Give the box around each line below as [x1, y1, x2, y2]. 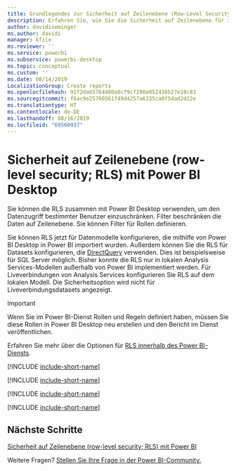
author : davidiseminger [7, 23, 77, 30]
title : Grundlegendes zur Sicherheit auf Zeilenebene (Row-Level [7, 10, 202, 18]
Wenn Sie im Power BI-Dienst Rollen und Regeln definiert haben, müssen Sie [7, 313, 229, 321]
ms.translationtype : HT [7, 102, 77, 109]
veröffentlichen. [7, 328, 53, 336]
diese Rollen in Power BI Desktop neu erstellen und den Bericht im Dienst [7, 321, 219, 329]
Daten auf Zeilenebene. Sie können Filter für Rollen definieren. [7, 219, 188, 228]
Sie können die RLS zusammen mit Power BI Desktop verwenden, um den [7, 205, 220, 213]
